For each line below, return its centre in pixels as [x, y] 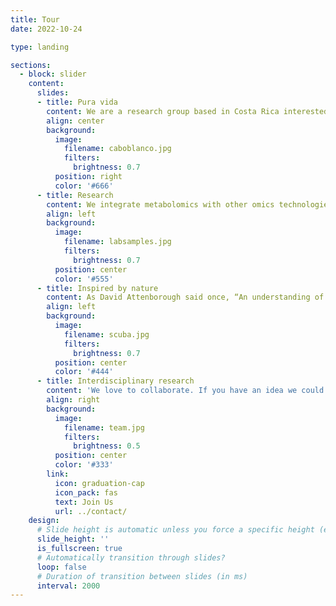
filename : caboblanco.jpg [117, 149]
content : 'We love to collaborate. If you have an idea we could [185, 391]
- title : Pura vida [77, 102]
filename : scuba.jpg [106, 334]
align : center [75, 121]
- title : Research [75, 195]
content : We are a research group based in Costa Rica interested [187, 111]
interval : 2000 [68, 586]
